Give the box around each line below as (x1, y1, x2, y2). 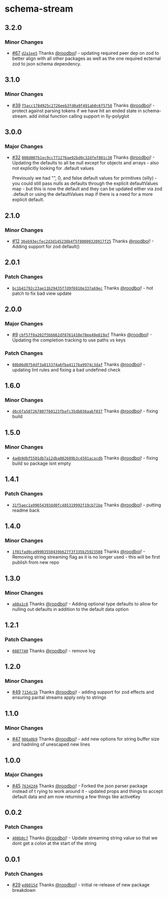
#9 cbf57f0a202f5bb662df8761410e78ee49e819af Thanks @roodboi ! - (12, 332, 152, 338)
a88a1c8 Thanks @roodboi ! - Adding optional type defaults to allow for (12, 601, 158, 607)
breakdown (12, 887, 36, 893)
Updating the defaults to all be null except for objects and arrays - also (12, 160, 159, 166)
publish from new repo (12, 559, 60, 566)
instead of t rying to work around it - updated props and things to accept (12, 788, 163, 794)
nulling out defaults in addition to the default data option (12, 606, 129, 612)
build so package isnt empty (12, 460, 71, 466)
